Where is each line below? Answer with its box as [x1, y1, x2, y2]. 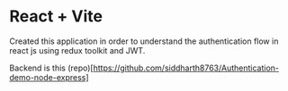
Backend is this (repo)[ [9, 62, 94, 73]
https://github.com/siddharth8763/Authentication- [93, 62, 279, 73]
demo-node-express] [9, 71, 89, 82]
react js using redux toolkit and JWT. [9, 45, 146, 55]
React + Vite [9, 6, 103, 27]
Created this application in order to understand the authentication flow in [9, 36, 279, 46]
